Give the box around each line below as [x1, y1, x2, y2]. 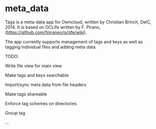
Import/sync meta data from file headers [5, 81, 87, 88]
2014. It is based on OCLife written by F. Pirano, [5, 24, 101, 30]
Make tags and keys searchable [5, 72, 69, 78]
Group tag [5, 110, 25, 116]
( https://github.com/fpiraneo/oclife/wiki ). [5, 29, 87, 35]
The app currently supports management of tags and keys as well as [5, 38, 143, 44]
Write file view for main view [5, 63, 62, 69]
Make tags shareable [5, 91, 47, 97]
